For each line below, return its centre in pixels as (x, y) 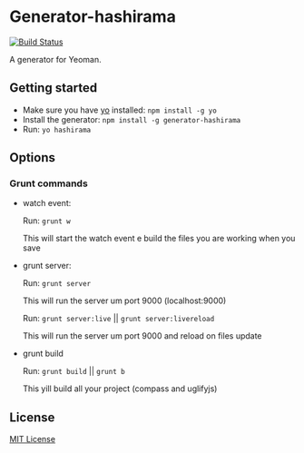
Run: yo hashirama (57, 129)
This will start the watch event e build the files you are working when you (159, 239)
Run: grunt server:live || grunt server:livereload (118, 319)
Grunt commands (49, 183)
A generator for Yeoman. (55, 59)
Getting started (54, 88)
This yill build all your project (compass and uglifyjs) (120, 389)
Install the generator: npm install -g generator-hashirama (132, 119)
